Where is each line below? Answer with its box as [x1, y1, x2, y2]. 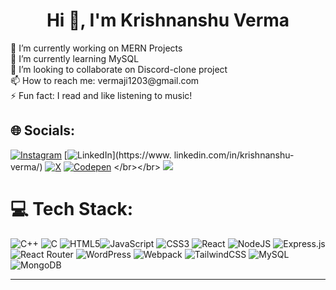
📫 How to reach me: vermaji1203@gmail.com [10, 74, 200, 86]
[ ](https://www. [63, 149, 172, 161]
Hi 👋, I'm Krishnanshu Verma [46, 9, 290, 32]
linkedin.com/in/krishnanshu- [173, 149, 295, 161]
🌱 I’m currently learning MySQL [10, 52, 140, 64]
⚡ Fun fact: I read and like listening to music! [10, 89, 193, 101]
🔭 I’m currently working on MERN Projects [10, 42, 183, 54]
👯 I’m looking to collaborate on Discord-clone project [10, 63, 228, 75]
